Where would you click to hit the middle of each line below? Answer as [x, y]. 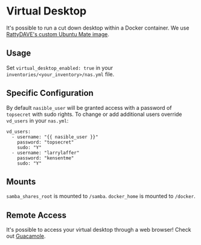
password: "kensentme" [46, 158]
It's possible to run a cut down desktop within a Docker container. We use [98, 28]
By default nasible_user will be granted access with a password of [89, 107]
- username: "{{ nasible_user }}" [55, 137]
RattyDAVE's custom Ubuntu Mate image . [58, 34]
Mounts [21, 181]
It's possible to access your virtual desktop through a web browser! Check [99, 230]
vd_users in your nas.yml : [37, 120]
